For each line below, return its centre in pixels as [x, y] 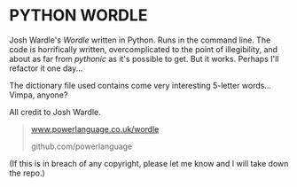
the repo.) [27, 173]
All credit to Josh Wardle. [55, 112]
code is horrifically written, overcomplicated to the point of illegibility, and [143, 49]
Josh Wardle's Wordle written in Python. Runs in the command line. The [140, 40]
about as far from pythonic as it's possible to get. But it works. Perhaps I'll [144, 58]
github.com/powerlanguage [82, 146]
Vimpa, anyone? [39, 95]
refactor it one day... [46, 68]
